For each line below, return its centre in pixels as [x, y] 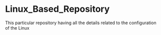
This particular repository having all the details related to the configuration [81, 23]
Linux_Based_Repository [57, 9]
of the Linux [17, 28]
